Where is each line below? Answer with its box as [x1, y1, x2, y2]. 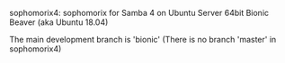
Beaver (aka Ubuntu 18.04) [9, 17, 109, 28]
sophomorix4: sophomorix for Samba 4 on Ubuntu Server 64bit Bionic [9, 8, 270, 18]
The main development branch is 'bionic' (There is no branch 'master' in [9, 35, 277, 44]
